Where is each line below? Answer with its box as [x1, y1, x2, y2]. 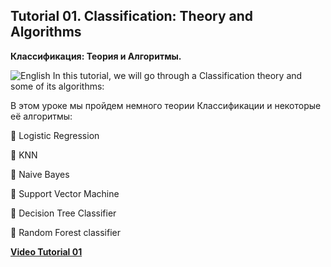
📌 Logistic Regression [10, 129, 100, 141]
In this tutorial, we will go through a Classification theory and [52, 69, 303, 81]
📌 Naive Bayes [10, 168, 70, 180]
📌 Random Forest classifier [10, 226, 122, 238]
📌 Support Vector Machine [10, 187, 120, 199]
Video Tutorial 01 [10, 245, 83, 258]
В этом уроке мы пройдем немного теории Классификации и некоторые [10, 99, 322, 111]
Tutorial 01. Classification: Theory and [10, 8, 254, 25]
